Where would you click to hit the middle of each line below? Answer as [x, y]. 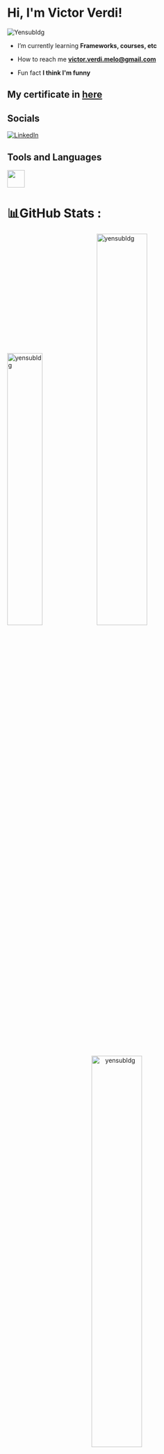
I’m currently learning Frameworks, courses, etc [87, 45]
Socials [24, 118]
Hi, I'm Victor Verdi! [65, 13]
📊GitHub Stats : [55, 213]
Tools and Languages [55, 157]
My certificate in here [55, 94]
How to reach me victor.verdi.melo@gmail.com [87, 59]
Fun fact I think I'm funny [54, 73]
